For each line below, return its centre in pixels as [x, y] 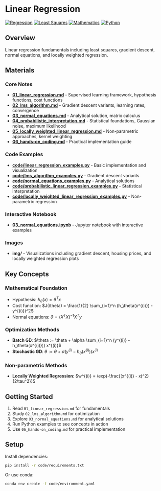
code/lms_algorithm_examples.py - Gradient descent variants [76, 175]
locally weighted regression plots [46, 258]
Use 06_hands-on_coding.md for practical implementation [69, 429]
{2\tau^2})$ [24, 381]
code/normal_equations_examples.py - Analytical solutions [73, 181]
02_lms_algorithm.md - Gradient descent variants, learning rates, [79, 105]
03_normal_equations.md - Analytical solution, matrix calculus [76, 116]
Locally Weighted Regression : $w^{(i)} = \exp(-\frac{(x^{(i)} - [75, 376]
